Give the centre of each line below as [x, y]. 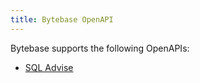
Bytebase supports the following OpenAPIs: [100, 48]
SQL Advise [49, 67]
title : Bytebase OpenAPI [62, 19]
